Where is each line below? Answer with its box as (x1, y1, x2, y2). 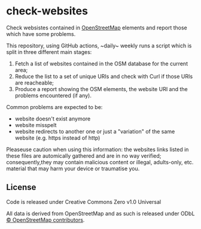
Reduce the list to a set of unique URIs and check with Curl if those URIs (14, 73, 193, 80)
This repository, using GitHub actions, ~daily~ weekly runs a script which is (6, 42, 192, 49)
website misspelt (14, 121, 57, 128)
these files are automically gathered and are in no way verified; (6, 152, 162, 159)
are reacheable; (14, 79, 54, 86)
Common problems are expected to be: (6, 103, 103, 110)
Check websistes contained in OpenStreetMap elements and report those (6, 24, 187, 31)
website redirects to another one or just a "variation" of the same (14, 128, 175, 135)
